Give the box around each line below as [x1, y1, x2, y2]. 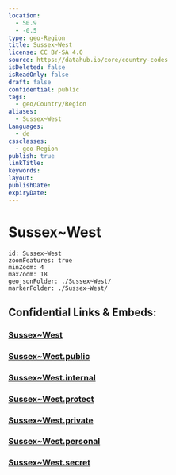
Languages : [8, 122, 44, 130]
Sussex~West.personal [8, 436, 101, 447]
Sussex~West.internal [8, 372, 97, 383]
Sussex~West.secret [8, 458, 91, 469]
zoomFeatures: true [8, 256, 73, 265]
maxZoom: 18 [8, 270, 48, 278]
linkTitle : [8, 160, 44, 168]
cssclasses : [8, 137, 48, 145]
